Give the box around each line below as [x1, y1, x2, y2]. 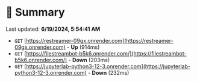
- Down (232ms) [87, 69, 130, 76]
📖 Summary [5, 5, 65, 19]
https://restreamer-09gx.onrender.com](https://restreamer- [26, 37, 174, 44]
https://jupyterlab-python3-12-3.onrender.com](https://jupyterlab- [26, 63, 191, 70]
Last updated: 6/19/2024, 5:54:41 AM [5, 25, 101, 33]
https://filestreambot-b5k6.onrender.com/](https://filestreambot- [26, 49, 187, 57]
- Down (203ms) [68, 56, 110, 63]
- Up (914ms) [66, 43, 100, 51]
